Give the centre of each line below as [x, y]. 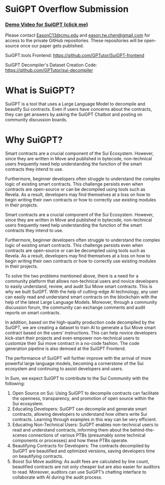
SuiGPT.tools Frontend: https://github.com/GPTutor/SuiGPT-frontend [75, 55]
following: [15, 384]
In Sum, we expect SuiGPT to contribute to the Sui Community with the [77, 378]
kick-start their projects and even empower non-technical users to [72, 338]
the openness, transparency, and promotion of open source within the [83, 398]
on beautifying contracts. [38, 456]
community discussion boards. [36, 120]
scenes [20, 435]
